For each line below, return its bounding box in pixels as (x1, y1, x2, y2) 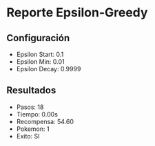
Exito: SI (16, 132, 40, 140)
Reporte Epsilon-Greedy (6, 5, 148, 21)
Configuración (6, 32, 70, 44)
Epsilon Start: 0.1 (16, 50, 64, 58)
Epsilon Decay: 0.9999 (16, 65, 81, 73)
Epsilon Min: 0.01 (16, 58, 65, 66)
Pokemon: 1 (16, 125, 50, 133)
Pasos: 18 (16, 103, 44, 111)
